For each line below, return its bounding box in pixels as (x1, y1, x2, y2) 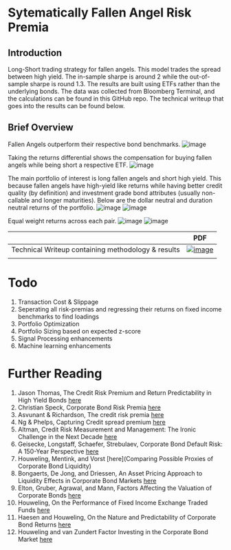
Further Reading (8, 365, 102, 381)
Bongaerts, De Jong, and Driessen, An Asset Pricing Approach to (17, 469, 203, 477)
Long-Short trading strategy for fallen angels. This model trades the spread (8, 65, 221, 73)
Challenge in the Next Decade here (17, 432, 118, 440)
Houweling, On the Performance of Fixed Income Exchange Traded (17, 498, 208, 507)
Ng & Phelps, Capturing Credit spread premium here (17, 418, 166, 426)
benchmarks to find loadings (17, 312, 99, 320)
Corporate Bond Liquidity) (17, 462, 92, 470)
